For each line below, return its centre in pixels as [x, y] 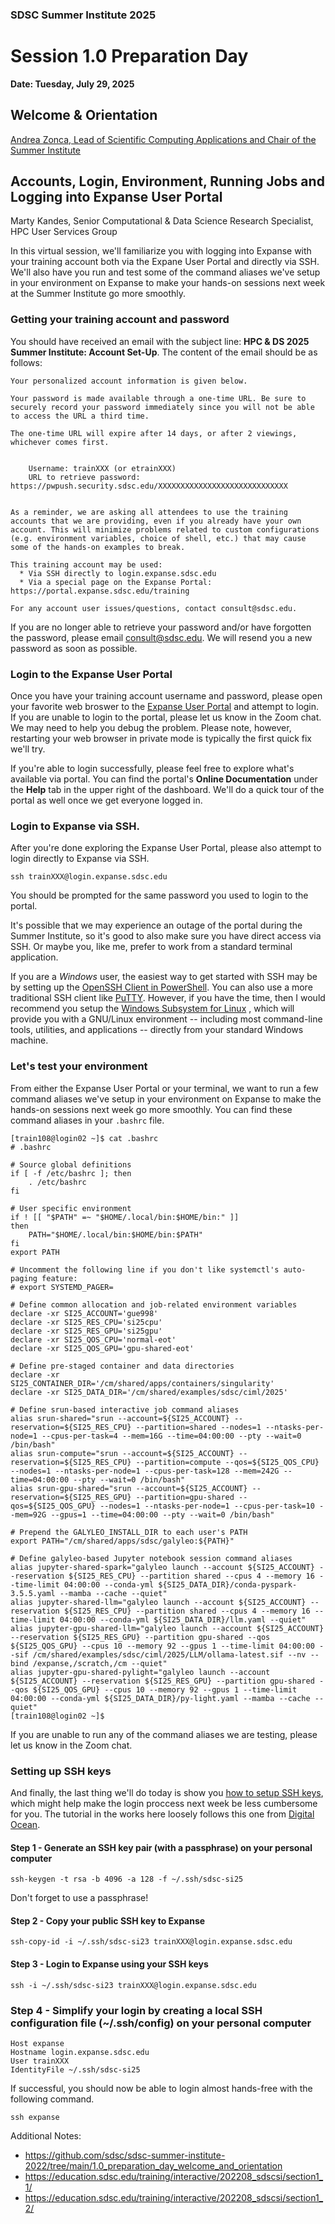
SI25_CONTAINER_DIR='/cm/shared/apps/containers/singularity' [142, 1383]
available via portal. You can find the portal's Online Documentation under [164, 779]
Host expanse [37, 2043]
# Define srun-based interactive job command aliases [125, 1409]
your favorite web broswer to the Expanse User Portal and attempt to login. [165, 707]
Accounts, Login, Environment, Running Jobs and [167, 181]
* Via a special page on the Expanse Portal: [116, 582]
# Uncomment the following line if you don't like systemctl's [145, 1269]
